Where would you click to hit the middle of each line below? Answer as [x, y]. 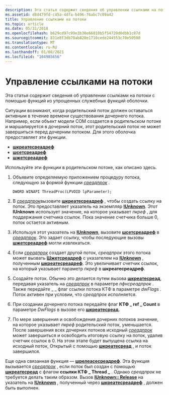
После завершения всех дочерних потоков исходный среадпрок [82, 330]
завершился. [26, 351]
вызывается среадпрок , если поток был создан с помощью [70, 367]
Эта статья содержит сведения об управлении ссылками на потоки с [80, 96]
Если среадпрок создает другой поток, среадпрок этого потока [81, 253]
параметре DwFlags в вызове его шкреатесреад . [66, 309]
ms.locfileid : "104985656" [33, 57]
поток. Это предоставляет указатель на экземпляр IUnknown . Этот [85, 206]
